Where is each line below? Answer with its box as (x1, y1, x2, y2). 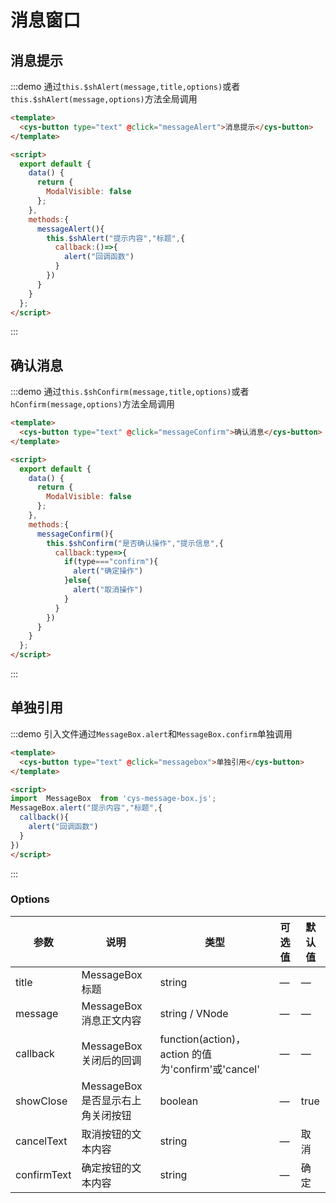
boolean (159, 1094, 199, 1108)
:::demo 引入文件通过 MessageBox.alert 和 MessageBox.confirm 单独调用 (10, 727, 293, 740)
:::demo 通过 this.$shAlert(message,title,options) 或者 (10, 81, 241, 92)
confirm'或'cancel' (173, 1062, 260, 1076)
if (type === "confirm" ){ (63, 557, 159, 567)
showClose (15, 1094, 68, 1108)
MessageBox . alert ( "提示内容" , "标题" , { (10, 803, 163, 813)
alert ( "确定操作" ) (73, 566, 144, 576)
